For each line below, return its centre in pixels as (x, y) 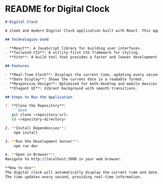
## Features (17, 66)
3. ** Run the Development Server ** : (42, 141)
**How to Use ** (20, 168)
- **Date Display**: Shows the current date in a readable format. (75, 79)
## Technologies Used (27, 39)
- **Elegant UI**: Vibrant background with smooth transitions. (71, 88)
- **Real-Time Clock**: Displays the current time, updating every (75, 75)
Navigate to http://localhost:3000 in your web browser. (64, 159)
